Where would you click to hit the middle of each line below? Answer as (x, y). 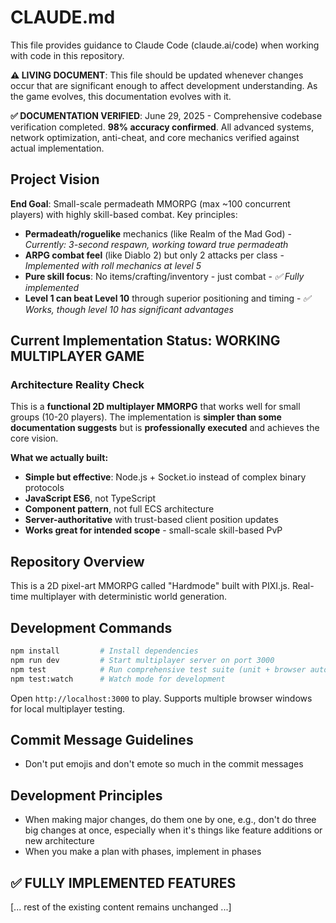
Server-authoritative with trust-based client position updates (151, 520)
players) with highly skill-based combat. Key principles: (124, 214)
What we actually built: (59, 458)
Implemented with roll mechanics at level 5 (113, 265)
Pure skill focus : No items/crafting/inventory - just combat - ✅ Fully (164, 276)
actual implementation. (57, 148)
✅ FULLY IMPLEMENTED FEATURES (123, 882)
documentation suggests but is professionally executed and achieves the (165, 428)
